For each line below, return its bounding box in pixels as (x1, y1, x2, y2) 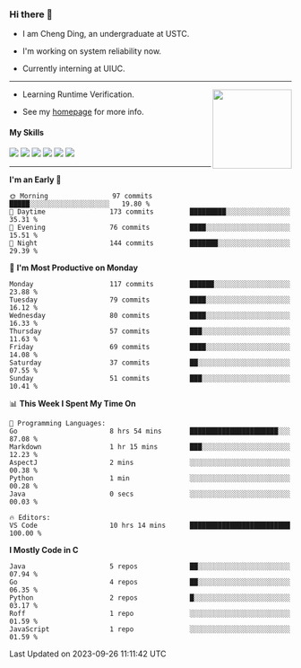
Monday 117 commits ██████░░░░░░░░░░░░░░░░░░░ (9, 279, 291, 288)
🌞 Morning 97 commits (9, 191, 153, 200)
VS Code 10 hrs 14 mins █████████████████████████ (9, 521, 291, 530)
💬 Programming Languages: (9, 418, 106, 427)
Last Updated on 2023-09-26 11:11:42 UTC (9, 648, 168, 659)
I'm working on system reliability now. (21, 46, 162, 57)
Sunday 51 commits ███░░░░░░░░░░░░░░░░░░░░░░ (9, 374, 291, 382)
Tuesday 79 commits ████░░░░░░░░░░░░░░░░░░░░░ (9, 295, 291, 304)
